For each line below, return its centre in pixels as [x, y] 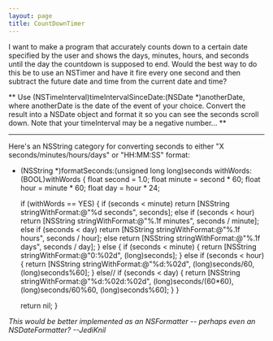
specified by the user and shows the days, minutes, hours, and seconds [129, 55]
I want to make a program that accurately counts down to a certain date [128, 46]
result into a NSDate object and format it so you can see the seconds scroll [134, 114]
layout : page [30, 16]
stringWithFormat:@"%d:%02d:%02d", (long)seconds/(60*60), [127, 281]
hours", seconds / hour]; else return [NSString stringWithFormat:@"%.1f [140, 238]
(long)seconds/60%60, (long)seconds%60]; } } [100, 290]
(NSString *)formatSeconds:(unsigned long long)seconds [116, 170]
